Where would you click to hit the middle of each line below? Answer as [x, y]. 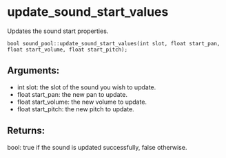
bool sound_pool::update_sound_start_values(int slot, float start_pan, [114, 43]
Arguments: [33, 70]
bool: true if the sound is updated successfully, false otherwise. [97, 147]
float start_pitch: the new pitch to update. [75, 109]
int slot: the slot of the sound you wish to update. [86, 87]
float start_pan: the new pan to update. [72, 94]
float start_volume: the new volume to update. [82, 102]
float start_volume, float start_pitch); [68, 49]
